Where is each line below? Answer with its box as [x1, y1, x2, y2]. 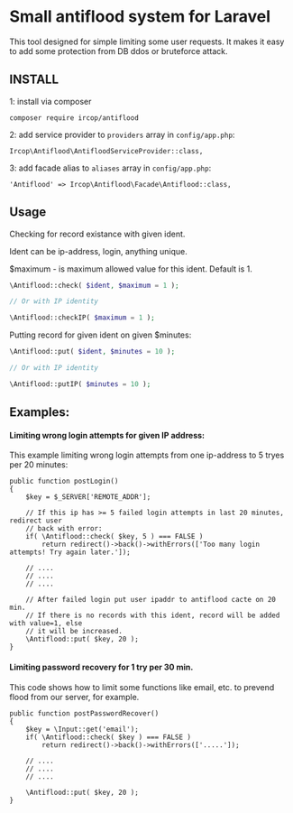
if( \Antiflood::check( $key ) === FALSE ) [25, 733, 192, 742]
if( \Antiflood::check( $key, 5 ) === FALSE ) [25, 532, 204, 541]
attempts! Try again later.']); [9, 548, 131, 557]
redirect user [9, 516, 63, 525]
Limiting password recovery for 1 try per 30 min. [9, 661, 194, 672]
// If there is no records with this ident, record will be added [25, 611, 280, 620]
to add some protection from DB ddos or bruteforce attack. [9, 45, 228, 56]
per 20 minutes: [9, 459, 69, 470]
